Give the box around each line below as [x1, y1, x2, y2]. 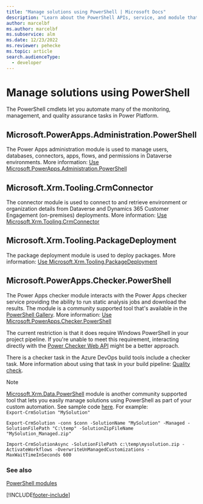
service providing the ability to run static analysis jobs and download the [6, 298, 187, 305]
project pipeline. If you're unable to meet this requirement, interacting [6, 336, 179, 343]
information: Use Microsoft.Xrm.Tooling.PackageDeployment [6, 258, 158, 265]
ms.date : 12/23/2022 [6, 37, 59, 43]
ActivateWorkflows [6, 446, 53, 453]
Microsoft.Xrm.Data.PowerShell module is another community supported [6, 390, 187, 397]
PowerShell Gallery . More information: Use [6, 311, 112, 318]
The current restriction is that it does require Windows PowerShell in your [6, 329, 189, 336]
